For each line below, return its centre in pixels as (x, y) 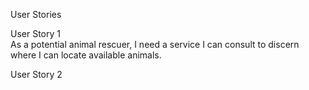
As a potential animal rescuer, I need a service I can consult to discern (155, 44)
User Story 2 (36, 74)
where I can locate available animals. (86, 55)
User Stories (36, 14)
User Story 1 (35, 33)
